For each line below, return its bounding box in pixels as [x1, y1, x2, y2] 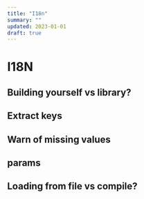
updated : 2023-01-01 [7, 23, 67, 30]
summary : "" [7, 17, 42, 23]
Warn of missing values [7, 133, 111, 145]
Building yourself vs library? [7, 86, 132, 98]
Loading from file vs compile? [7, 180, 138, 192]
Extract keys [7, 110, 62, 122]
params [7, 157, 42, 169]
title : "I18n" [7, 10, 48, 17]
